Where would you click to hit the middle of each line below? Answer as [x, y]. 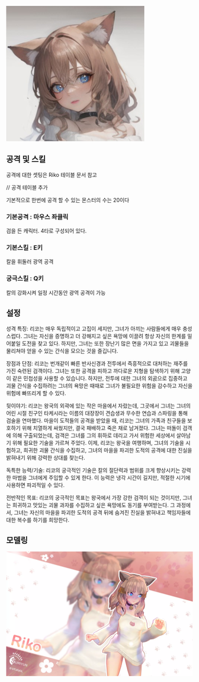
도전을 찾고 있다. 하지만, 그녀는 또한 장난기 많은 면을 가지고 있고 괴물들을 [105, 343]
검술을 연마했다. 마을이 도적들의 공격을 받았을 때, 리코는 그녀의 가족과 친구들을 [96, 420]
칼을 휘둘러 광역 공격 [30, 262]
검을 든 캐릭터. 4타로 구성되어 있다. [46, 231]
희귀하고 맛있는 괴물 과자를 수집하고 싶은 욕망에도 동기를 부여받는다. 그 [94, 505]
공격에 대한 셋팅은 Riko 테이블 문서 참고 [52, 174]
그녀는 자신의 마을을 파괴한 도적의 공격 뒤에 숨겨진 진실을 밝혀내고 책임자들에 [102, 512]
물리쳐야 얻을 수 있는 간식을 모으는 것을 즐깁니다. [62, 350]
